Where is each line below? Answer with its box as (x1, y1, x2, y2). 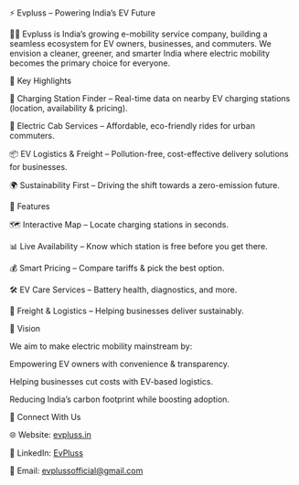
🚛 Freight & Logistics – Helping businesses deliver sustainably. (9, 305, 244, 316)
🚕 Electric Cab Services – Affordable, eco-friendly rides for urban (9, 121, 256, 131)
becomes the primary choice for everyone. (9, 58, 171, 69)
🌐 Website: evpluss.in (9, 429, 91, 440)
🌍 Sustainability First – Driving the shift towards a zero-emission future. (9, 180, 281, 190)
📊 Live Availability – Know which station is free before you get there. (9, 241, 268, 251)
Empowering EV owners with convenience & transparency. (9, 359, 230, 369)
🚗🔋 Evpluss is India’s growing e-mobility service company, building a (9, 28, 268, 39)
